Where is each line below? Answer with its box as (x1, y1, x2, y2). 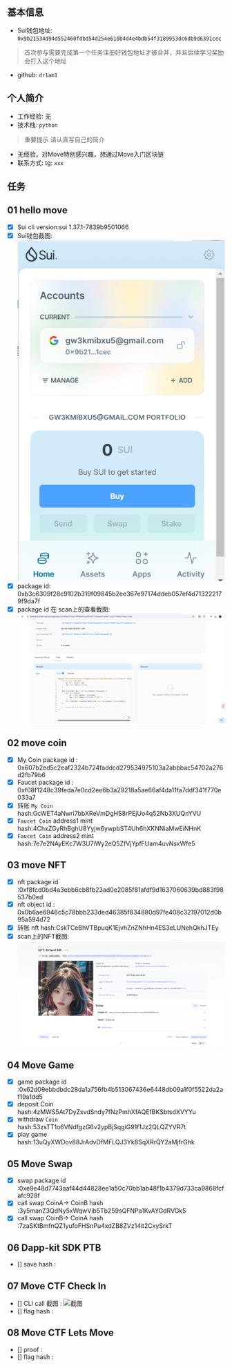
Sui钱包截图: (17, 231, 53, 240)
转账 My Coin (17, 801, 53, 810)
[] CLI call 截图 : (17, 1300, 62, 1307)
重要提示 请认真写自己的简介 (23, 135, 105, 144)
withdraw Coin (17, 1115, 59, 1124)
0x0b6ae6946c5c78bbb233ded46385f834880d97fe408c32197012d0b (17, 908, 222, 916)
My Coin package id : (17, 755, 78, 764)
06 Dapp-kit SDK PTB (7, 1242, 101, 1253)
